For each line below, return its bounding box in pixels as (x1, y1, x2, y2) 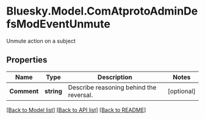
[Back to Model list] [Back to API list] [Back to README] (6, 106, 146, 114)
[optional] (167, 87, 196, 95)
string (45, 87, 63, 95)
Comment (9, 87, 39, 95)
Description (97, 73, 132, 81)
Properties (6, 55, 48, 65)
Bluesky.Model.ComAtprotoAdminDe (6, 4, 198, 18)
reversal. (68, 90, 93, 99)
